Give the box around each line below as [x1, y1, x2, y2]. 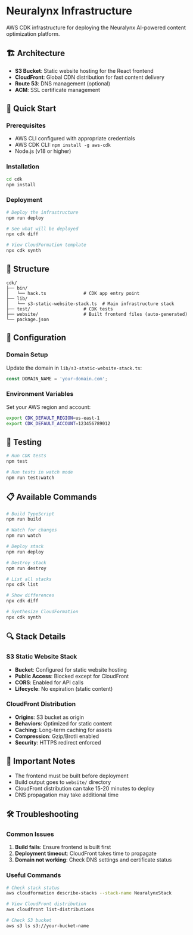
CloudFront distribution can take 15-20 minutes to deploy [14, 785, 155, 792]
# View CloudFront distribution [6, 901, 86, 907]
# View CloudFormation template [6, 242, 86, 248]
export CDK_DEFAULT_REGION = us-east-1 [6, 415, 100, 421]
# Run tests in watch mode [6, 469, 73, 475]
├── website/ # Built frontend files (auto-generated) [6, 311, 188, 317]
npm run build [6, 516, 42, 522]
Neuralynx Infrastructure [6, 4, 132, 18]
